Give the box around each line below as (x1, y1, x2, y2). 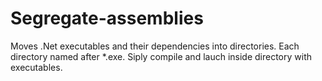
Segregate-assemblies (10, 7, 204, 30)
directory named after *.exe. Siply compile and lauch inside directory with (10, 50, 313, 62)
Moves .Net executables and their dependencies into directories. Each (10, 40, 300, 52)
